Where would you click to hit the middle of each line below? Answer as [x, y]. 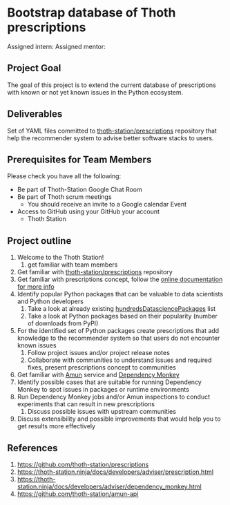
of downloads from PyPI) [63, 323]
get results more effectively [56, 426]
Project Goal [34, 68]
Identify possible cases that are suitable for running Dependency [109, 382]
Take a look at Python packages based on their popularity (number [122, 316]
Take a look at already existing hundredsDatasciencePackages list [122, 309]
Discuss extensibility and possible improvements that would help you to [119, 419]
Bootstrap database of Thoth [92, 13]
